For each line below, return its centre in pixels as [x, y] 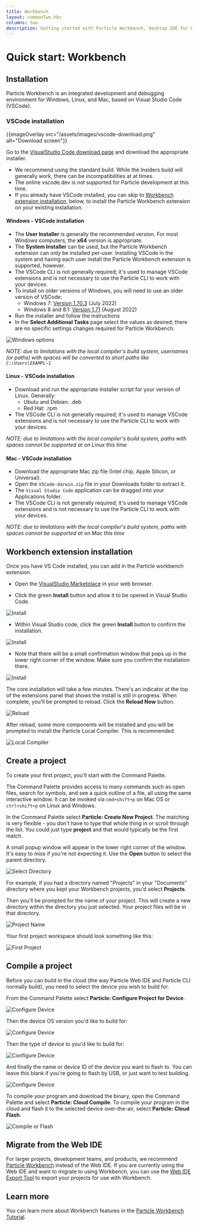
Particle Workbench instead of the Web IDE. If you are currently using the [95, 1165]
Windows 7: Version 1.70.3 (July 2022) [70, 303]
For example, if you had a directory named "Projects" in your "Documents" [97, 882]
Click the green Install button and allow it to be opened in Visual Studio [101, 595]
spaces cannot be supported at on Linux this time [67, 445]
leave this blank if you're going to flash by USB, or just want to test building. [98, 1073]
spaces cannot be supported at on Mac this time [65, 533]
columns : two [22, 22]
